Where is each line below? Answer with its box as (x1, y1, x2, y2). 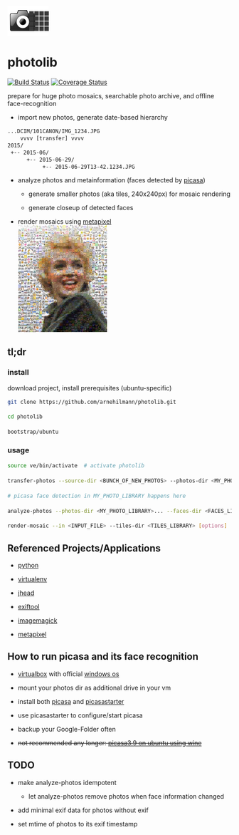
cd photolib (7, 413, 43, 420)
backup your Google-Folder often (17, 725, 116, 733)
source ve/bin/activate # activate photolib (7, 462, 144, 470)
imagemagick (17, 616, 58, 625)
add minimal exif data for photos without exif (17, 806, 149, 814)
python (17, 561, 39, 569)
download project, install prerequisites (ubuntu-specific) (7, 383, 172, 392)
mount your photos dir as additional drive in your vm (17, 683, 171, 692)
